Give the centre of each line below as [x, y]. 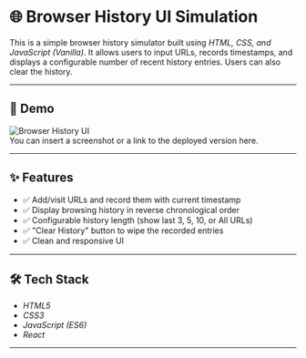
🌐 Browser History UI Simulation [134, 17]
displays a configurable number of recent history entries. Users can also [145, 62]
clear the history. [41, 71]
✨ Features [41, 178]
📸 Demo [32, 109]
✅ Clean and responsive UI [73, 240]
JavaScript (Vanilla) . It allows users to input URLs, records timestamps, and [151, 52]
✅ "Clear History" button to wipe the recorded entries [123, 230]
